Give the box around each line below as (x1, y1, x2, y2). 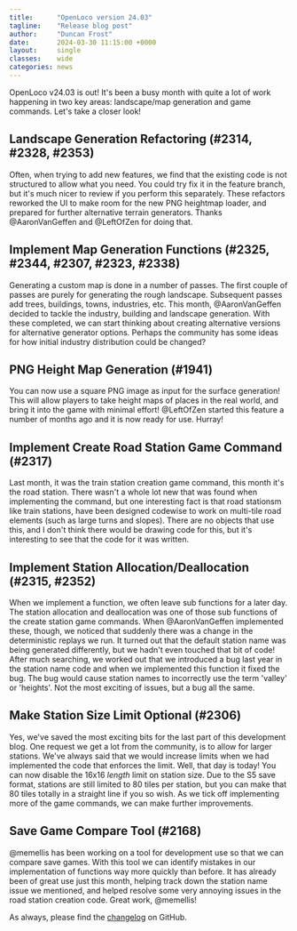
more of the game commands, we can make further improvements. (9, 798, 254, 808)
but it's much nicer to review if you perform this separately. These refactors (9, 188, 285, 198)
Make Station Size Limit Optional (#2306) (9, 708, 242, 723)
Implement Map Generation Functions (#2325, (9, 242, 270, 258)
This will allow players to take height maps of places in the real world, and (9, 395, 279, 405)
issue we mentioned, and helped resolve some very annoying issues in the (9, 885, 282, 895)
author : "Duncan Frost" (9, 29, 113, 38)
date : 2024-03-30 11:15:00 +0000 (9, 37, 157, 47)
